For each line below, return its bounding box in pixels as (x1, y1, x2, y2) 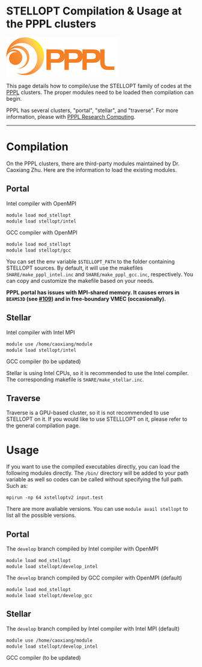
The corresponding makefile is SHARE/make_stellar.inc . (6, 376, 144, 383)
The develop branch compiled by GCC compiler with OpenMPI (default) (6, 574, 182, 581)
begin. (6, 95, 22, 102)
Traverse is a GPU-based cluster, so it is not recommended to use (6, 409, 170, 417)
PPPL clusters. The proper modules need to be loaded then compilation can (6, 89, 194, 96)
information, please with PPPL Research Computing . (6, 113, 136, 120)
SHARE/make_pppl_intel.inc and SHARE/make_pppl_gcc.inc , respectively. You (6, 270, 194, 278)
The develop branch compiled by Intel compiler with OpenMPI (6, 545, 159, 552)
